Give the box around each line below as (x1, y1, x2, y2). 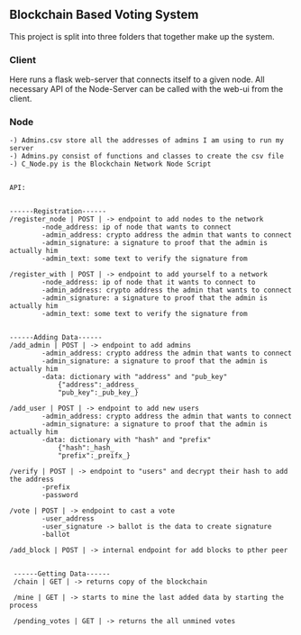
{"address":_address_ (57, 380, 140, 390)
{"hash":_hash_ (57, 443, 115, 453)
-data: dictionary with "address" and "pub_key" (41, 373, 228, 382)
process (9, 601, 39, 611)
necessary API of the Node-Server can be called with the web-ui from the (9, 84, 284, 95)
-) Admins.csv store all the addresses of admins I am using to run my (9, 136, 284, 145)
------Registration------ (9, 207, 106, 216)
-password (41, 491, 78, 500)
